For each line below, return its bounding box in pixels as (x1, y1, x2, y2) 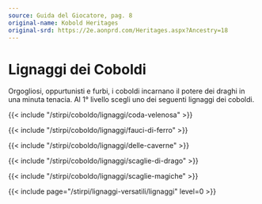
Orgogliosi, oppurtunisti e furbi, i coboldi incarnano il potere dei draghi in (8, 86, 245, 96)
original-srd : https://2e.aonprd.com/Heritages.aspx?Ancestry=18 (8, 26, 228, 34)
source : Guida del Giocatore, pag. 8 (8, 11, 133, 20)
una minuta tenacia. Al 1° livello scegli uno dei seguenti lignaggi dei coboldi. (8, 95, 255, 104)
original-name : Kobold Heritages (8, 19, 119, 27)
